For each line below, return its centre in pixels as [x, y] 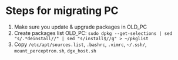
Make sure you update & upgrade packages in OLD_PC [80, 27]
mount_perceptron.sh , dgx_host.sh [55, 50]
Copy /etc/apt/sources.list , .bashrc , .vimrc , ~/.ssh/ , [80, 44]
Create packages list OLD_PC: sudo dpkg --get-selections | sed [93, 33]
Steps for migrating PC [62, 11]
